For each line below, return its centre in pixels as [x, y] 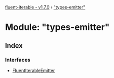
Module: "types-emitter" [57, 27]
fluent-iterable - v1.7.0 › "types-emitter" [45, 7]
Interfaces [18, 60]
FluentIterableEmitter [34, 70]
